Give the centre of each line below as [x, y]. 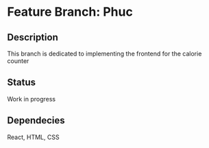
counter [18, 61]
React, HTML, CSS [33, 137]
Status [22, 83]
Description [33, 37]
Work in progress [32, 99]
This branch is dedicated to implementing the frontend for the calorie [104, 53]
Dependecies [36, 121]
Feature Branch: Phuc [70, 12]
